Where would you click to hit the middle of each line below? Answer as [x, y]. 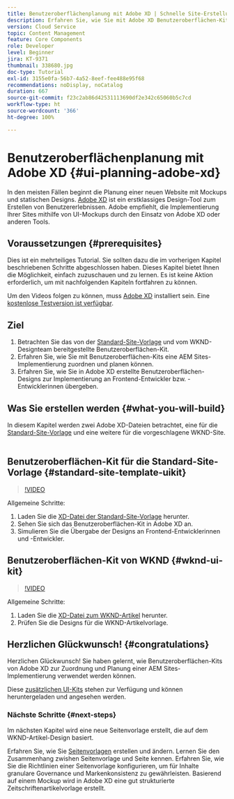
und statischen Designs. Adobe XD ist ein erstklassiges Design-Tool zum [111, 199]
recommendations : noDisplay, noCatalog [65, 85]
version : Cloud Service [42, 26]
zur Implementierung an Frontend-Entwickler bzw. [115, 379]
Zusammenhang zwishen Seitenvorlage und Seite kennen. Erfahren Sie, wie [116, 758]
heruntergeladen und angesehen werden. [67, 697]
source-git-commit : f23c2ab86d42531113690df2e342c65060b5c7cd [99, 98]
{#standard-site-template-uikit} [115, 473]
